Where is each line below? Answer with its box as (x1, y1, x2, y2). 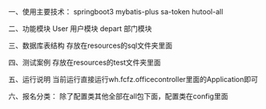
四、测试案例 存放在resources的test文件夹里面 (8, 58, 162, 67)
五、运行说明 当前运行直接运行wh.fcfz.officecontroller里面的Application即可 (8, 75, 259, 84)
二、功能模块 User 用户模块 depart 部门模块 (8, 24, 152, 33)
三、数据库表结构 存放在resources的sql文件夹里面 (8, 41, 173, 50)
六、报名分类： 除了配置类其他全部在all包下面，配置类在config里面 (8, 91, 228, 101)
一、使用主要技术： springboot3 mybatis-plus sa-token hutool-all (8, 7, 224, 16)
